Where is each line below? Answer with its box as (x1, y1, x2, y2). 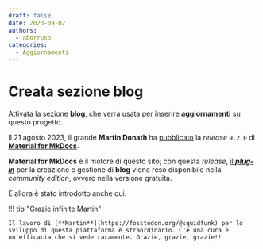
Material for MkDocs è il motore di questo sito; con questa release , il (8, 156, 234, 166)
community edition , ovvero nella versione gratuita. (8, 173, 172, 182)
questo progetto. (8, 117, 64, 127)
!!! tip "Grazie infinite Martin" (8, 204, 102, 213)
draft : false (8, 11, 52, 20)
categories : (8, 41, 48, 49)
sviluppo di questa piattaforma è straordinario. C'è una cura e (8, 226, 229, 234)
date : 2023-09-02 (8, 19, 66, 27)
